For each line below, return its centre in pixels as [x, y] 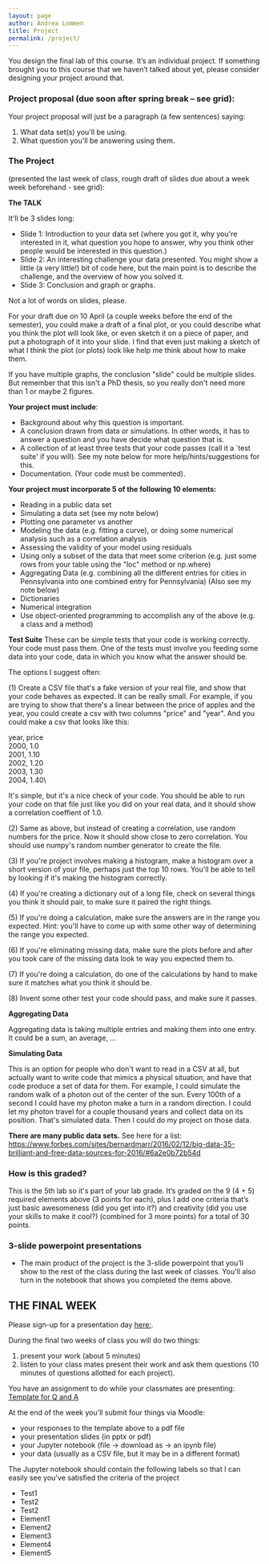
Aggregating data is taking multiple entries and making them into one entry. [132, 1029]
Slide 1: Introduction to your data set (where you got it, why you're [128, 234]
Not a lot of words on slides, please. [68, 300]
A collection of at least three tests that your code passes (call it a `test [135, 448]
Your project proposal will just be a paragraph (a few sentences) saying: [127, 116]
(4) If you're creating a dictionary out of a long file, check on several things [132, 893]
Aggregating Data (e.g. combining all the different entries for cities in [133, 573]
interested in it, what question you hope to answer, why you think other [137, 242]
